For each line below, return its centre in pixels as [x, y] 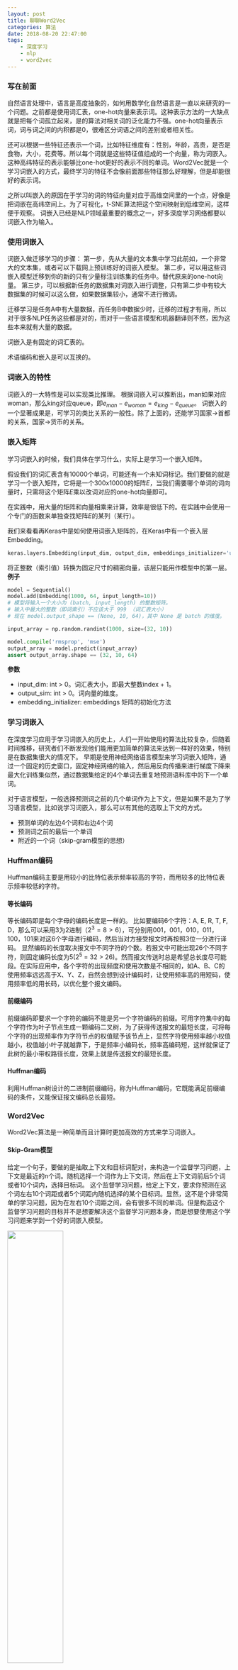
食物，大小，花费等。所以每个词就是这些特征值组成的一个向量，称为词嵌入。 [119, 154]
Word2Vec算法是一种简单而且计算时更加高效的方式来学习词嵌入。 [103, 1132]
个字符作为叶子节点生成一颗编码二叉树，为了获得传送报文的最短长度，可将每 [119, 1027]
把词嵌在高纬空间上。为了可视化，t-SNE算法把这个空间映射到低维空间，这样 [118, 204]
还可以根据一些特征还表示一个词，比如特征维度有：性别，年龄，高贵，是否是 [119, 145]
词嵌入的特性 [29, 377]
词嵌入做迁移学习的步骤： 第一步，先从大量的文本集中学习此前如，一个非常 [117, 259]
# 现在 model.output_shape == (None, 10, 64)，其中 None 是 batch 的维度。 [116, 616]
